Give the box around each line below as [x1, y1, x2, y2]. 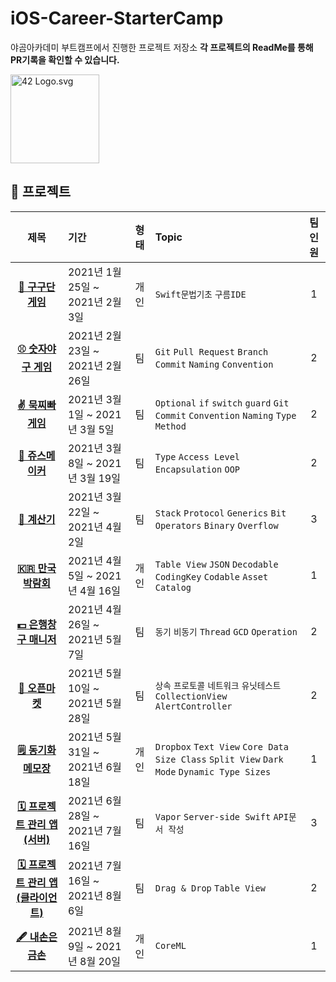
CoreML [154, 940, 187, 951]
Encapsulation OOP [154, 463, 241, 475]
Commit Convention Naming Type [154, 410, 297, 421]
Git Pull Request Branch [154, 346, 269, 357]
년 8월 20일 [67, 954, 121, 968]
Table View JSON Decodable [154, 558, 279, 570]
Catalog [154, 582, 192, 593]
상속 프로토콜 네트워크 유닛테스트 [154, 680, 282, 691]
